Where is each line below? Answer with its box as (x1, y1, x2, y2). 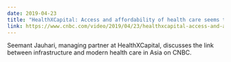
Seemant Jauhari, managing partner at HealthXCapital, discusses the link (7, 42, 214, 50)
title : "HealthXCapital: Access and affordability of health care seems (7, 16, 220, 23)
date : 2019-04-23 (7, 10, 57, 17)
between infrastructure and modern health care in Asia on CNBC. (7, 48, 192, 57)
